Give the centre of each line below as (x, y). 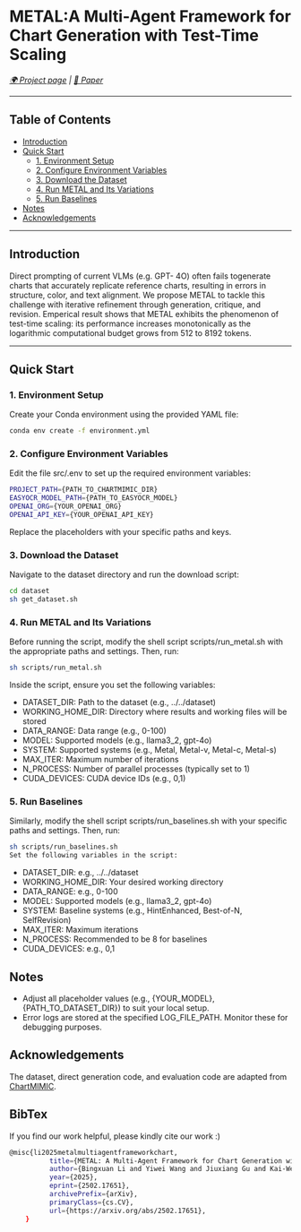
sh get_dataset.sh (43, 599)
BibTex (28, 1114)
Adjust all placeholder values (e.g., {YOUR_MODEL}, (118, 998)
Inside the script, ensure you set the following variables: (112, 685)
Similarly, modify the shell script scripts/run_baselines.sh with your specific (148, 821)
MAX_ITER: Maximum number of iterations (100, 760)
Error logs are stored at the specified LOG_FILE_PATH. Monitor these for (155, 1017)
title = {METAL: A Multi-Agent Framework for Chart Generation (165, 1161)
